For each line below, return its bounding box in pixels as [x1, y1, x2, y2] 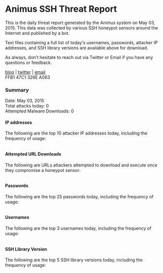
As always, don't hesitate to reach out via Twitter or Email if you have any [5, 54, 153, 60]
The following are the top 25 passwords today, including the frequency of [5, 193, 154, 199]
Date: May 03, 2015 [5, 98, 45, 104]
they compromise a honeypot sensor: [5, 167, 81, 173]
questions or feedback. [5, 59, 52, 65]
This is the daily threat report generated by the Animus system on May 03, [5, 20, 156, 26]
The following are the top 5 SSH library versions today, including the [5, 257, 143, 263]
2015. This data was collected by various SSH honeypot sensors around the [5, 25, 158, 30]
